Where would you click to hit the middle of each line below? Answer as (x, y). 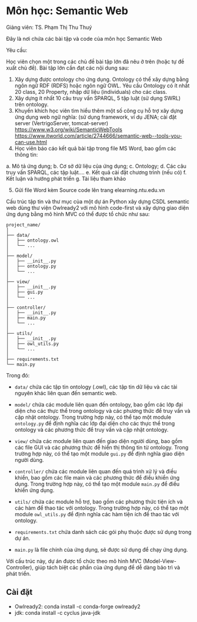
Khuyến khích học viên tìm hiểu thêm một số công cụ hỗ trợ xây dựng (99, 110)
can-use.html (31, 142)
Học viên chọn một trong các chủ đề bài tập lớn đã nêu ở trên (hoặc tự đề (95, 61)
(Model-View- (160, 561)
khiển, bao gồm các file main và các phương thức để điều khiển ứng (97, 477)
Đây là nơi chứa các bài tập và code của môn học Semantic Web (84, 38)
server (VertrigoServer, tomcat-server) (61, 123)
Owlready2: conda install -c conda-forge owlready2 (77, 606)
